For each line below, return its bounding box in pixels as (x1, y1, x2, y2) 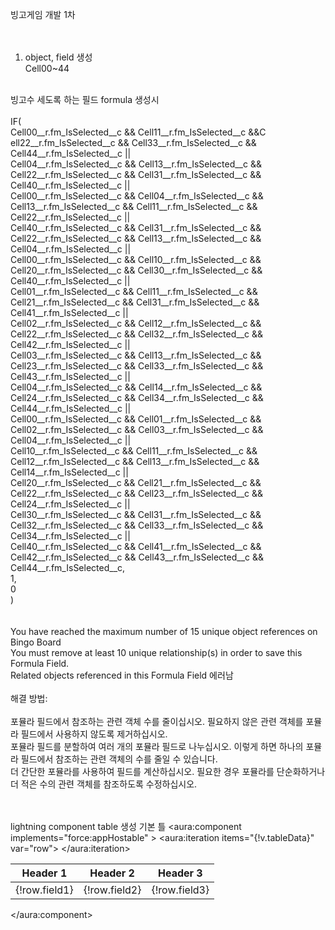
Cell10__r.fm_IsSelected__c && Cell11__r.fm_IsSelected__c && (10, 445, 258, 457)
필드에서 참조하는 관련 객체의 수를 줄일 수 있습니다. (20, 753, 218, 765)
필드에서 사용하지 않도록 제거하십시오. (20, 728, 168, 740)
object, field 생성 (24, 51, 93, 63)
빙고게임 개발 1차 (10, 9, 76, 20)
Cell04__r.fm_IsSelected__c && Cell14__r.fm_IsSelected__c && (10, 381, 263, 393)
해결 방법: (10, 693, 48, 704)
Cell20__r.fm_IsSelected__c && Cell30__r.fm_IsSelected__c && (10, 264, 263, 276)
